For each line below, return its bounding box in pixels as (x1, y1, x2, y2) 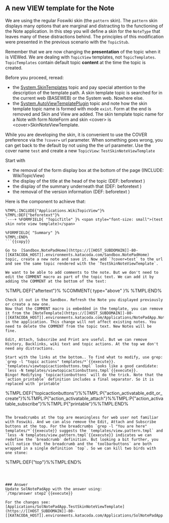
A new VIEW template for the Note (5, 4, 115, 13)
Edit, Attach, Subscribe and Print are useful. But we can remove (5, 337, 147, 342)
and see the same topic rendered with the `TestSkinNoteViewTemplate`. (5, 261, 158, 266)
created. (5, 65, 23, 71)
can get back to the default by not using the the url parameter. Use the (5, 142, 151, 148)
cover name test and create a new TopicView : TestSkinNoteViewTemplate (5, 147, 155, 153)
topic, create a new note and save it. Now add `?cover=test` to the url (5, 257, 163, 262)
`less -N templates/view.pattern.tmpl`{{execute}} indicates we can (5, 432, 152, 438)
